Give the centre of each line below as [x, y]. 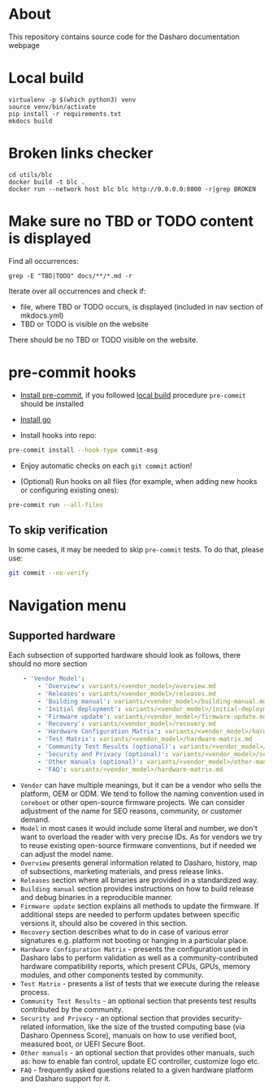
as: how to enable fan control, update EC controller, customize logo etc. [140, 1061]
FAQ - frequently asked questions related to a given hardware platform [137, 1070]
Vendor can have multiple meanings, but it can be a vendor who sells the [141, 785]
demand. [35, 819]
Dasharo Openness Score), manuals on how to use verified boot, [128, 1035]
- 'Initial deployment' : [80, 709]
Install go [35, 419]
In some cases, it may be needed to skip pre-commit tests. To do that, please [136, 550]
